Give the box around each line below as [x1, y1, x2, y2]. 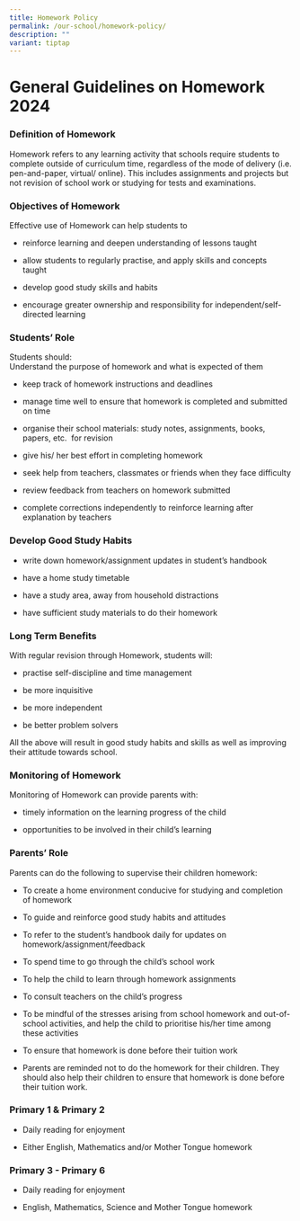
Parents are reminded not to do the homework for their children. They [22, 1062, 280, 1073]
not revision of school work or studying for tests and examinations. [9, 177, 257, 188]
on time [22, 406, 51, 416]
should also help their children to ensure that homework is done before [22, 1072, 285, 1083]
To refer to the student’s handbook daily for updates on [22, 929, 227, 940]
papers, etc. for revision [22, 432, 114, 443]
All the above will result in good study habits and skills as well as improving [9, 736, 287, 747]
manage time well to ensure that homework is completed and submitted [22, 397, 287, 407]
